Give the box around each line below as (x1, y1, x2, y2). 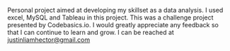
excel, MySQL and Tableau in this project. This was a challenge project (7, 13, 214, 22)
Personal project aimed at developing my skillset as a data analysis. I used (7, 6, 224, 14)
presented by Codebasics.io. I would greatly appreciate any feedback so (7, 21, 219, 29)
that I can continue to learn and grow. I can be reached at (7, 28, 175, 36)
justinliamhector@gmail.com (7, 36, 91, 44)
